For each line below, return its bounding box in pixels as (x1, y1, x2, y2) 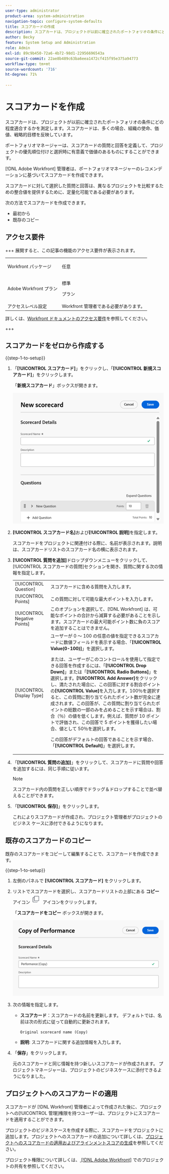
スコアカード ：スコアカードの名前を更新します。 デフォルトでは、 (20, 1012, 158, 1018)
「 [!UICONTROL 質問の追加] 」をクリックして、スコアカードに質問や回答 (12, 759, 163, 765)
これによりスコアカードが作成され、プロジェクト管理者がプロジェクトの (12, 814, 162, 820)
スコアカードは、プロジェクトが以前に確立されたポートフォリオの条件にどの (5, 119, 164, 125)
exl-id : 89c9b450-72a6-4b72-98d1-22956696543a (5, 50, 105, 56)
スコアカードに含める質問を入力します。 (50, 583, 134, 590)
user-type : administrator (5, 8, 59, 13)
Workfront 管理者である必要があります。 (62, 303, 145, 309)
